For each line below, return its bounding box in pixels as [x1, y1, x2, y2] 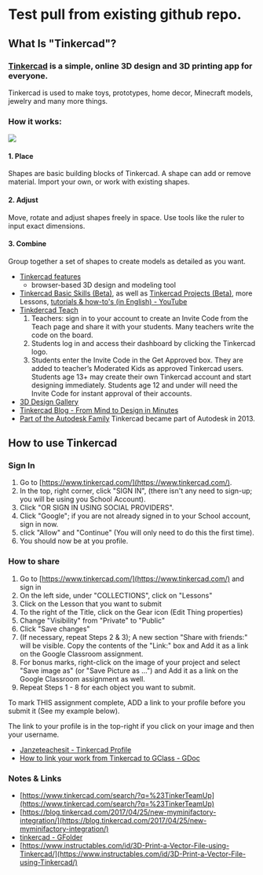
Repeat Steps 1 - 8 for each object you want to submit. [19, 682, 196, 692]
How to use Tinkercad [8, 436, 118, 450]
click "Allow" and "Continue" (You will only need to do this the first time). [19, 528, 255, 538]
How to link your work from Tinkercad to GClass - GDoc [19, 753, 200, 763]
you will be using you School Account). [19, 494, 146, 504]
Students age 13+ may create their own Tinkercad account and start [31, 372, 251, 381]
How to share [8, 556, 60, 567]
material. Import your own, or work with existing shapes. [8, 177, 190, 186]
